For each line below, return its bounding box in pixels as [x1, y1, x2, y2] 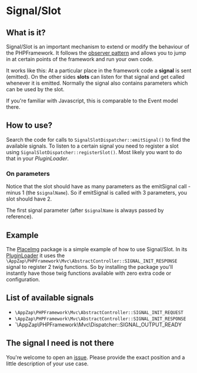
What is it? [6, 28, 46, 38]
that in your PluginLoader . [6, 155, 69, 162]
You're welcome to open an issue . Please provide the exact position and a [6, 354, 185, 361]
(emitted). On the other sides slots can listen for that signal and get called [6, 74, 185, 80]
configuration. [6, 275, 40, 283]
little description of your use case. [6, 360, 89, 367]
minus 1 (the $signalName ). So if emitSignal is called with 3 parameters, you [6, 189, 187, 197]
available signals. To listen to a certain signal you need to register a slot [6, 142, 179, 149]
